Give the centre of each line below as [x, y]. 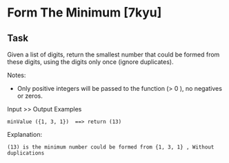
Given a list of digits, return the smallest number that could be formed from [113, 54]
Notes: [17, 75]
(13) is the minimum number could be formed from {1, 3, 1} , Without [111, 147]
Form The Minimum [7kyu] [84, 13]
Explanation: [25, 134]
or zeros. [30, 96]
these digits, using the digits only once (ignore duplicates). [90, 62]
